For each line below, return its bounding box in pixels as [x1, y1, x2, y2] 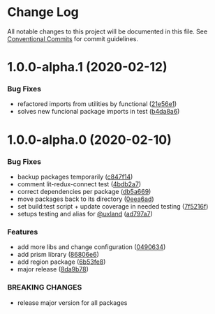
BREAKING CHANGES [7, 283, 82, 292]
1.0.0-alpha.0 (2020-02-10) [7, 132, 172, 147]
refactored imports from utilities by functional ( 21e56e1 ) [17, 100, 177, 108]
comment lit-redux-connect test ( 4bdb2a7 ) [17, 179, 142, 188]
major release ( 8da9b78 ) [17, 265, 89, 274]
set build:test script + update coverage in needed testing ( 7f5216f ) [17, 202, 209, 210]
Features [7, 227, 38, 237]
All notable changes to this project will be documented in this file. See [7, 27, 208, 36]
